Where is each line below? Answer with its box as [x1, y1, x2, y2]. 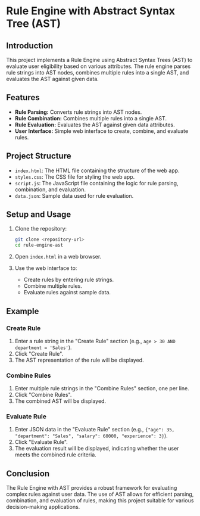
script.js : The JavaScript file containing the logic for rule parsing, [14, 179, 179, 186]
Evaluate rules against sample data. [23, 289, 111, 296]
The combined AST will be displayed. [14, 397, 106, 405]
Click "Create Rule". [14, 350, 64, 357]
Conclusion [6, 468, 50, 478]
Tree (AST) [6, 17, 61, 30]
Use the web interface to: [14, 265, 77, 272]
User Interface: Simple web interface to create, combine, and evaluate [14, 127, 189, 135]
